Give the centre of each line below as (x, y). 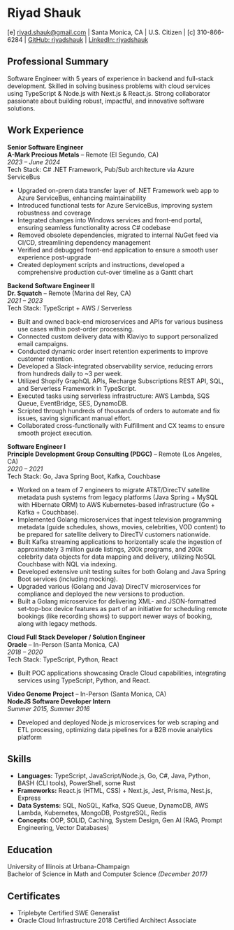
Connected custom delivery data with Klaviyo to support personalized (118, 336)
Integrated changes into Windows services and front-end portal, (110, 220)
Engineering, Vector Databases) (63, 828)
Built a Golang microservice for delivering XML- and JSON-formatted (117, 601)
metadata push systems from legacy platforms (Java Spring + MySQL (118, 497)
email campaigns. (43, 343)
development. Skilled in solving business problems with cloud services (109, 86)
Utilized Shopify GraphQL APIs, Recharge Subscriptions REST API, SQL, (120, 381)
